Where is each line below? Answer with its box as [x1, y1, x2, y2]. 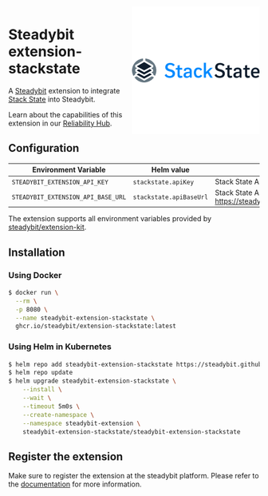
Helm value [151, 165, 190, 175]
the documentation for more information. [8, 479, 142, 489]
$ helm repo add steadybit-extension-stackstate [8, 360, 173, 368]
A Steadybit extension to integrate [8, 85, 120, 95]
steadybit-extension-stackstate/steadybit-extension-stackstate [22, 427, 241, 436]
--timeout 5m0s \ [22, 402, 81, 411]
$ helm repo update [8, 369, 73, 377]
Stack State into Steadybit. [8, 94, 96, 104]
